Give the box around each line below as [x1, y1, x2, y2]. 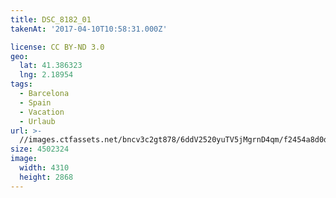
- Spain [19, 97, 52, 108]
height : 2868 [19, 172, 74, 182]
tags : [10, 79, 33, 90]
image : [10, 154, 38, 164]
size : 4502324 [10, 144, 70, 155]
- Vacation [19, 107, 65, 117]
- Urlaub [19, 116, 56, 126]
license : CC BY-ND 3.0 [10, 42, 105, 52]
